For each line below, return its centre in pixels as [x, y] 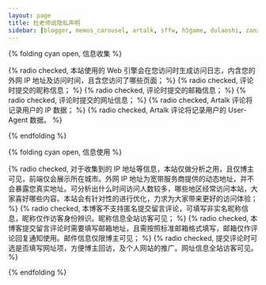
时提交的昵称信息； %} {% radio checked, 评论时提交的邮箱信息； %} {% [127, 90]
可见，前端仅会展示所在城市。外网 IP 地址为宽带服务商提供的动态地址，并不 [131, 179]
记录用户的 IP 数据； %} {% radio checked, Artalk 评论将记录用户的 [118, 110]
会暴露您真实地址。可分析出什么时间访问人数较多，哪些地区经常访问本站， [129, 189]
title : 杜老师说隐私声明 [44, 23]
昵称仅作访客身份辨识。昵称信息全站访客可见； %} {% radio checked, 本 [140, 218]
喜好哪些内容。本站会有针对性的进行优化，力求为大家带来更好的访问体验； [136, 199]
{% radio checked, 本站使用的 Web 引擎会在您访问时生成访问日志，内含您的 [132, 70]
